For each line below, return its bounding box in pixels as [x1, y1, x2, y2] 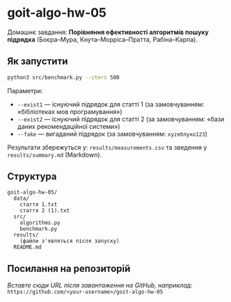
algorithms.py [19, 219, 61, 227]
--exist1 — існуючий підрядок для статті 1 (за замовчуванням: [17, 100, 205, 109]
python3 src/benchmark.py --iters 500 [7, 74, 120, 81]
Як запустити [7, 56, 68, 67]
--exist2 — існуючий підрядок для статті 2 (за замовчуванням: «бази [17, 115, 225, 123]
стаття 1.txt [19, 201, 58, 208]
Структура [7, 170, 57, 182]
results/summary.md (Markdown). [7, 150, 102, 159]
